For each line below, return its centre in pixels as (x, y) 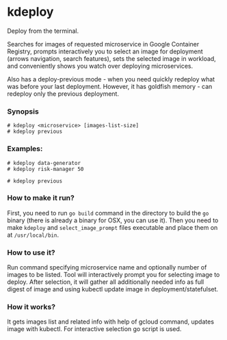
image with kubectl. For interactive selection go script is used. (94, 329)
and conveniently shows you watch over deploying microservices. (100, 66)
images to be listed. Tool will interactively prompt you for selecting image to (113, 275)
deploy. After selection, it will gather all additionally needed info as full (106, 282)
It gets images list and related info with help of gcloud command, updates (110, 322)
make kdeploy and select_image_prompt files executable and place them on (112, 227)
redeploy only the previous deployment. (63, 94)
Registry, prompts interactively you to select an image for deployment (105, 51)
